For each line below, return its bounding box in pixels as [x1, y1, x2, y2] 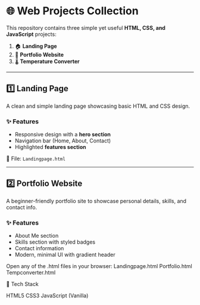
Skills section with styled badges [14, 238, 96, 245]
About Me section [14, 232, 59, 239]
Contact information [14, 245, 64, 252]
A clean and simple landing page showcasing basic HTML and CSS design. [6, 102, 190, 110]
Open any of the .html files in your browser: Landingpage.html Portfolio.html [6, 263, 192, 270]
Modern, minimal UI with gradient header [14, 251, 115, 259]
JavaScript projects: [6, 30, 57, 38]
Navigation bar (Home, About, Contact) [14, 137, 111, 144]
